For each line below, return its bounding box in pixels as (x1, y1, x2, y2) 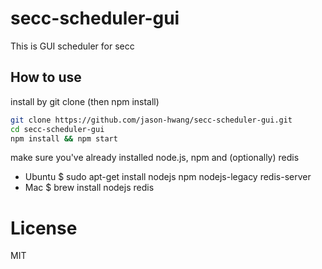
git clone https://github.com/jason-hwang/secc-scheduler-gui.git (10, 115, 293, 125)
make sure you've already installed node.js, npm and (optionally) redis (10, 152, 300, 164)
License (10, 217, 78, 239)
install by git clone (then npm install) (10, 95, 160, 107)
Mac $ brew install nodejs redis (24, 182, 155, 194)
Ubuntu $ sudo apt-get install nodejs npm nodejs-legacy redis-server (24, 171, 312, 183)
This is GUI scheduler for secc (10, 40, 135, 52)
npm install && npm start (10, 133, 118, 144)
